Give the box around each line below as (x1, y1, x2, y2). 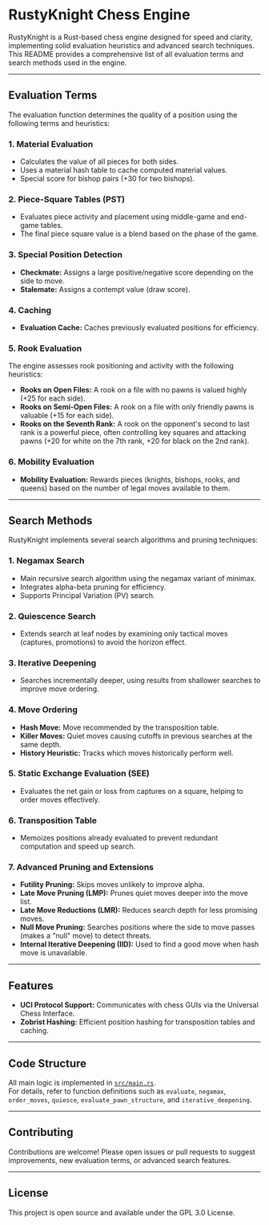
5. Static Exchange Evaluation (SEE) (8, 768, 151, 779)
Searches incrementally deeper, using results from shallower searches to (19, 676, 261, 686)
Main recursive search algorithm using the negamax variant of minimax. (19, 573, 257, 583)
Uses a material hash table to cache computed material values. (19, 165, 228, 175)
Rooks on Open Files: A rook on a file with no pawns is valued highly (19, 385, 247, 395)
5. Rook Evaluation (8, 343, 82, 354)
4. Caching (8, 304, 52, 315)
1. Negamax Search (8, 556, 85, 567)
